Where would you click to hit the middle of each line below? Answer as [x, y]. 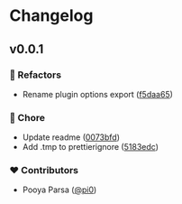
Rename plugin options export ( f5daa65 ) [98, 94]
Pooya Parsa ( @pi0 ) [59, 190]
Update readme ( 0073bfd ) [71, 137]
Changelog [51, 16]
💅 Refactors [35, 75]
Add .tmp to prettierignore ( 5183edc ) [91, 147]
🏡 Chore [27, 117]
